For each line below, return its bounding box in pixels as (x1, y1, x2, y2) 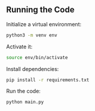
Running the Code (6, 5, 75, 15)
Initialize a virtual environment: (6, 20, 82, 27)
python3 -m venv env (6, 32, 58, 38)
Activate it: (6, 43, 33, 50)
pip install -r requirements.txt (6, 77, 90, 83)
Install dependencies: (6, 65, 59, 72)
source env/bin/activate (6, 54, 68, 60)
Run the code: (6, 88, 41, 95)
